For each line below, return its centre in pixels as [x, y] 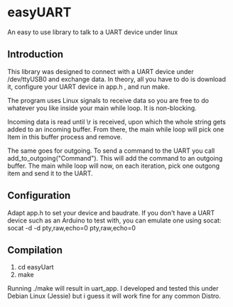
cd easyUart [36, 267]
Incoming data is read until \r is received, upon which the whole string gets [116, 122]
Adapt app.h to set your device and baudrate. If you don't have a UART [111, 212]
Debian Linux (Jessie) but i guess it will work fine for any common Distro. [114, 296]
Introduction [36, 54]
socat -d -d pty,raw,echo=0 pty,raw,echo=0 [72, 227]
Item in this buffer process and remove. [65, 136]
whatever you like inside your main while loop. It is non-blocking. [102, 108]
